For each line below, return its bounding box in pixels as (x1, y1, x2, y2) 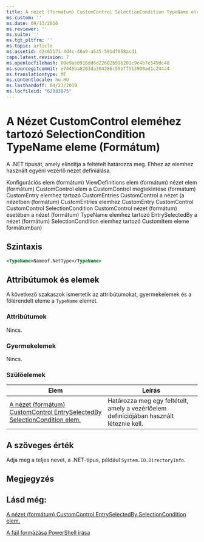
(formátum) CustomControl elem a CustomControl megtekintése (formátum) (6, 185, 196, 192)
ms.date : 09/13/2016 (6, 20, 59, 26)
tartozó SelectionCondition (6, 127, 146, 141)
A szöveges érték (6, 440, 74, 451)
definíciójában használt (107, 412, 174, 420)
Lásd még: (6, 494, 47, 505)
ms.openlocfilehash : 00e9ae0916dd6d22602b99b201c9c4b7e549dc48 (6, 60, 170, 66)
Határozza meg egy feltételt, (107, 396, 189, 405)
